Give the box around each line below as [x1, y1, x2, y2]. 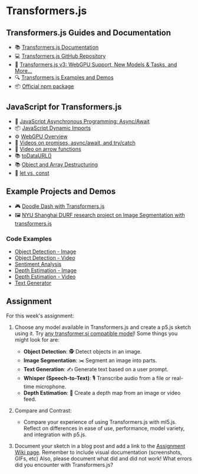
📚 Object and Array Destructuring [14, 161, 98, 168]
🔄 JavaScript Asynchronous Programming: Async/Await [14, 117, 150, 125]
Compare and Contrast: [14, 407, 72, 414]
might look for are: [14, 336, 60, 343]
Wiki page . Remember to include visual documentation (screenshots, [14, 449, 182, 456]
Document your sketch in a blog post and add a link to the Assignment [14, 442, 186, 449]
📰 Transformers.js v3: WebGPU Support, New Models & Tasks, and [14, 61, 177, 68]
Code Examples [6, 234, 52, 243]
